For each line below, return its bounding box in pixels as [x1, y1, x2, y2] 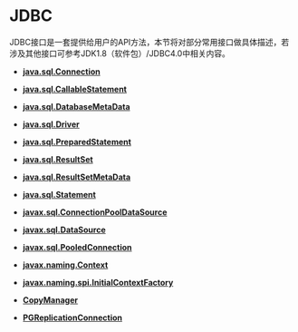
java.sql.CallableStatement [22, 83, 127, 94]
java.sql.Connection [22, 65, 101, 77]
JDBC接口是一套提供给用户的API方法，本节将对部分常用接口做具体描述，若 [9, 36, 290, 47]
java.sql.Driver [22, 119, 80, 130]
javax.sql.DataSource [22, 224, 106, 235]
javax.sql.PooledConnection [22, 241, 133, 252]
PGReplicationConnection [22, 312, 123, 323]
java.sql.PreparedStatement [22, 136, 131, 147]
